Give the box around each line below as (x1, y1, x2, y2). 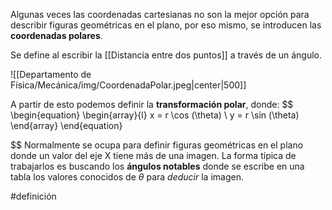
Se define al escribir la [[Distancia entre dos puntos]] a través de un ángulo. (10, 49, 323, 61)
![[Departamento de (10, 69, 92, 80)
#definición (10, 190, 57, 202)
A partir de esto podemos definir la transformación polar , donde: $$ (10, 99, 294, 110)
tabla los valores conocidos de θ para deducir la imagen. (10, 171, 244, 183)
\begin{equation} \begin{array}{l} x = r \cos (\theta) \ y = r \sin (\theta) (10, 109, 300, 121)
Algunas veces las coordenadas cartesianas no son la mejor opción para (10, 9, 310, 20)
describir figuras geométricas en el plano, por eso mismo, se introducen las (10, 19, 322, 31)
